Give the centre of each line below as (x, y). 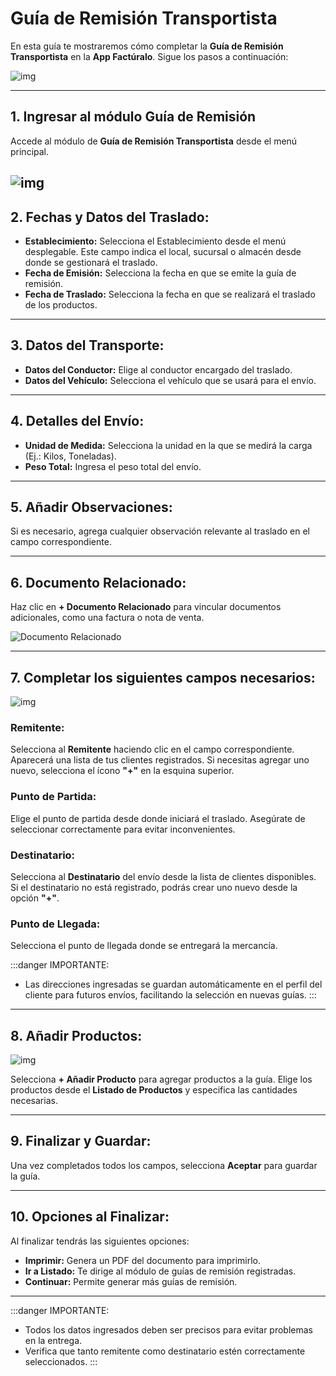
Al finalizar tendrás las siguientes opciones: (100, 1241)
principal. (30, 151)
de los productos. (61, 304)
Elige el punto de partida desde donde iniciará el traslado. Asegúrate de (158, 818)
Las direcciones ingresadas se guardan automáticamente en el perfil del (173, 984)
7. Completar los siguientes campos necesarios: (163, 677)
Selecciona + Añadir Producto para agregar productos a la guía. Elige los (161, 1079)
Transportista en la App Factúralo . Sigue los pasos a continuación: (149, 56)
